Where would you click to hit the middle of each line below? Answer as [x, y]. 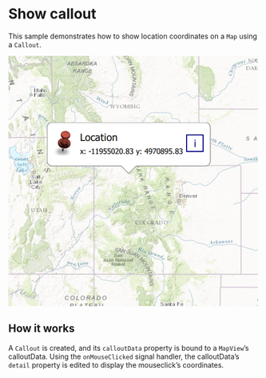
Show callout [53, 14]
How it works [42, 329]
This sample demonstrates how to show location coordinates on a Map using [133, 36]
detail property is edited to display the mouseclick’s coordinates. [116, 364]
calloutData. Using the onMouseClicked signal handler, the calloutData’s [124, 356]
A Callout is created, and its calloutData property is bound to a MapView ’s [129, 348]
